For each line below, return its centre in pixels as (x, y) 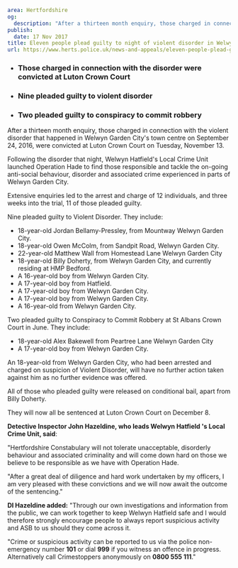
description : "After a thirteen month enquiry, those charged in (112, 23)
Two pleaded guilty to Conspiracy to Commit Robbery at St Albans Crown (114, 320)
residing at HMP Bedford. (55, 268)
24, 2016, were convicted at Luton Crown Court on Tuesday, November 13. (116, 146)
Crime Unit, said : (33, 434)
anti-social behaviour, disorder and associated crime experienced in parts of (119, 175)
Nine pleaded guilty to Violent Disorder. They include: (85, 217)
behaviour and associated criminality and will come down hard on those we (117, 455)
